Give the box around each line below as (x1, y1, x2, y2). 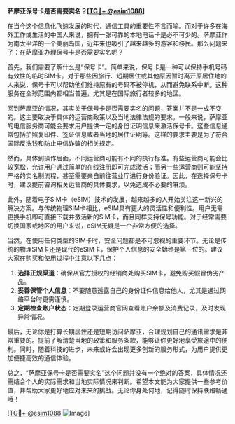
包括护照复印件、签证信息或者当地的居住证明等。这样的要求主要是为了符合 (13, 130, 228, 139)
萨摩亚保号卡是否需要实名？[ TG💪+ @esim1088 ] (7, 7, 145, 15)
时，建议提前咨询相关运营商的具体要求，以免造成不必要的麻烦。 (7, 180, 191, 189)
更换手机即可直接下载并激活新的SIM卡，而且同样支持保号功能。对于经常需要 (7, 213, 227, 221)
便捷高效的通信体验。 (13, 354, 75, 362)
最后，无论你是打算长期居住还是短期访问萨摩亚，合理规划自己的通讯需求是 (7, 327, 222, 336)
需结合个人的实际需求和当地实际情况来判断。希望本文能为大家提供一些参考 (7, 378, 222, 385)
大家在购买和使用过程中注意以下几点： (7, 254, 117, 262)
